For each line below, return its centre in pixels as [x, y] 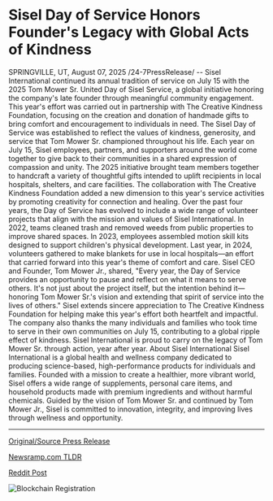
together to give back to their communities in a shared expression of [123, 158]
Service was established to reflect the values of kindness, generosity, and [132, 133]
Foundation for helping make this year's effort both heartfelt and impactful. [133, 314]
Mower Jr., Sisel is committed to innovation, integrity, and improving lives [131, 409]
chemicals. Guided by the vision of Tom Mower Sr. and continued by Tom [131, 400]
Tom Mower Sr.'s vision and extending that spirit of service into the [152, 296]
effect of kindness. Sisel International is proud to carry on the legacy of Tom [136, 340]
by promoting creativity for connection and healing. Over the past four [126, 202]
